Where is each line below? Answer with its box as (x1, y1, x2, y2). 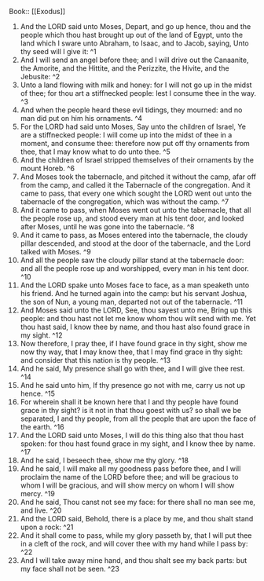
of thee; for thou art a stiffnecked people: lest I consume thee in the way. (20, 89, 256, 97)
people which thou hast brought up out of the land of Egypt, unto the (20, 31, 243, 39)
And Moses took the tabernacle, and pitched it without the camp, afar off (20, 172, 257, 181)
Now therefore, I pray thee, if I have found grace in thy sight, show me (20, 339, 247, 348)
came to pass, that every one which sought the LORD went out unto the (20, 188, 252, 198)
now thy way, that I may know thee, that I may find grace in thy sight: (20, 347, 243, 356)
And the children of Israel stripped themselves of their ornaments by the (20, 155, 255, 164)
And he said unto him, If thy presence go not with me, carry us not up (20, 381, 246, 389)
